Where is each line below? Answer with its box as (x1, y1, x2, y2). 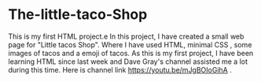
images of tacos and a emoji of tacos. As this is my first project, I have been (8, 48, 254, 58)
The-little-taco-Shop (8, 6, 148, 24)
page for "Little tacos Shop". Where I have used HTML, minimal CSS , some (8, 39, 252, 49)
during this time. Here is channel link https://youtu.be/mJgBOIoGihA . (8, 65, 232, 74)
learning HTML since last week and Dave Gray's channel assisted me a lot (8, 57, 248, 66)
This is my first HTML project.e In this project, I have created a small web (8, 32, 244, 41)
